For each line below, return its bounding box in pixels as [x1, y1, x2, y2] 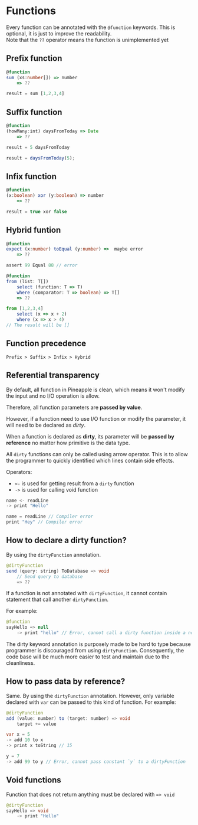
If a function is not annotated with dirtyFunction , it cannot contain [6, 590, 167, 597]
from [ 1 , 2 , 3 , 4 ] [6, 306, 44, 311]
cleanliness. [6, 660, 35, 666]
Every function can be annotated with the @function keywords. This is [6, 24, 176, 31]
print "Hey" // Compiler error [6, 519, 83, 525]
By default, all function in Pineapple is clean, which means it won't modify [6, 386, 185, 393]
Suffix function [6, 107, 62, 117]
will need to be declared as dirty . [6, 421, 86, 428]
